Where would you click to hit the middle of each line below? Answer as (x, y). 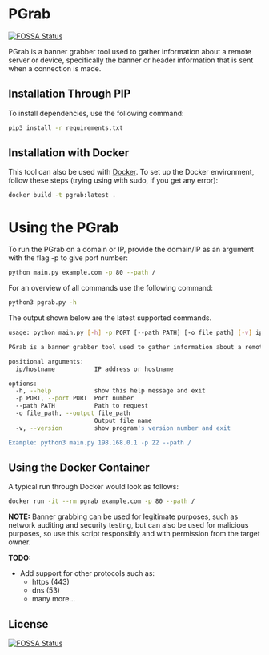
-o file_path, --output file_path (73, 413)
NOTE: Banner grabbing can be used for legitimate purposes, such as (123, 516)
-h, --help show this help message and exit (110, 391)
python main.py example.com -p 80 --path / (82, 273)
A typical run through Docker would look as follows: (93, 487)
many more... (54, 599)
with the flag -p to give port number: (68, 258)
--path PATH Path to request (82, 406)
